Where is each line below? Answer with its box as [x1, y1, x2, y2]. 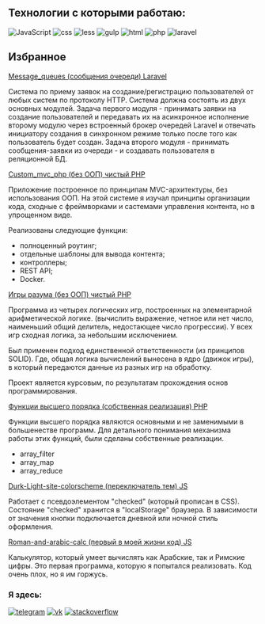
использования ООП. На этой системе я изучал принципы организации [8, 193, 251, 203]
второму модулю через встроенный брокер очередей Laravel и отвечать [8, 120, 256, 130]
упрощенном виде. [8, 210, 73, 219]
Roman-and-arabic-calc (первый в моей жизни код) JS [8, 537, 192, 546]
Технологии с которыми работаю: [8, 6, 186, 20]
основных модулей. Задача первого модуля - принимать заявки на [8, 103, 237, 113]
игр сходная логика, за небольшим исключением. [8, 330, 178, 340]
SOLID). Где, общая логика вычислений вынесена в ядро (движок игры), [8, 354, 255, 363]
